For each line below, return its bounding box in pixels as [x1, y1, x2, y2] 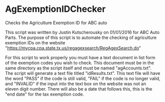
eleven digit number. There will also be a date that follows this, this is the [5, 86, 153, 92]
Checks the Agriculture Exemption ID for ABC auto [5, 20, 107, 26]
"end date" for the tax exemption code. [5, 91, 84, 97]
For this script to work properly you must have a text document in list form [5, 54, 156, 60]
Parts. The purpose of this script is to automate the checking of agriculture [5, 34, 157, 40]
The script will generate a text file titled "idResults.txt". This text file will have [5, 70, 161, 76]
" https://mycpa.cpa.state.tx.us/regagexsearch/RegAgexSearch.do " [5, 45, 141, 51]
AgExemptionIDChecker [5, 3, 106, 15]
